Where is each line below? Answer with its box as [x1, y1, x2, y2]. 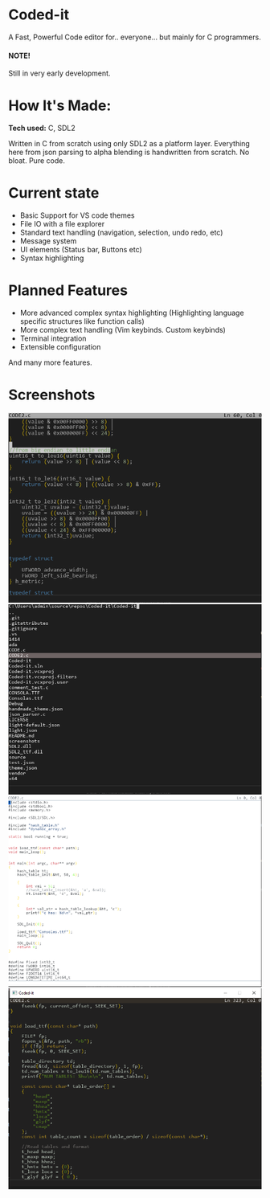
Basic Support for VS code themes [19, 211, 135, 220]
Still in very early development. [8, 68, 111, 78]
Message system [19, 236, 77, 246]
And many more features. [8, 358, 92, 367]
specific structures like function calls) [19, 316, 145, 326]
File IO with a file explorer [19, 219, 105, 229]
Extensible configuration [19, 341, 101, 351]
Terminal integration [19, 333, 87, 343]
